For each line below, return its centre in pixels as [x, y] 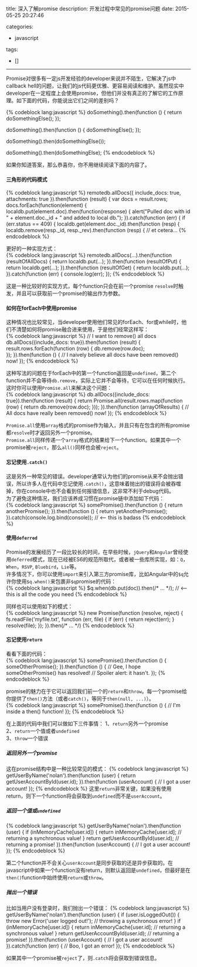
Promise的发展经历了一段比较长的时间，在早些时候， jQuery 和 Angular [89, 552]
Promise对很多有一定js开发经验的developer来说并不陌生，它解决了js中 [91, 78]
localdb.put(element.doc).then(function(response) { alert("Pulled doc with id [98, 212]
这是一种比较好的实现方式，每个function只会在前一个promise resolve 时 [92, 286]
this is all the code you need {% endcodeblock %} [67, 594]
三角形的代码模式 [27, 179]
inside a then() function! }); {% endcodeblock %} [65, 712]
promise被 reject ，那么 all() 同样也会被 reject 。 [64, 447]
